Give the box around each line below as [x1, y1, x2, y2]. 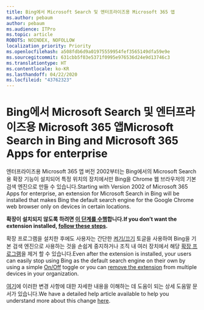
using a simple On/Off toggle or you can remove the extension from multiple [6, 264, 197, 271]
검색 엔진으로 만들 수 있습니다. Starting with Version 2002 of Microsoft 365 [6, 183, 188, 190]
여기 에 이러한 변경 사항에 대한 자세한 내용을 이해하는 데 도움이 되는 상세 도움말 [6, 283, 192, 290]
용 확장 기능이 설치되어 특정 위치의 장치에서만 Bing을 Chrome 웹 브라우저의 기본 [6, 175, 197, 183]
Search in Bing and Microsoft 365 [6, 134, 178, 148]
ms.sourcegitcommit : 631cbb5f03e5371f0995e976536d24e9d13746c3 [6, 54, 171, 60]
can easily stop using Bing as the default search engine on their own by [6, 257, 186, 264]
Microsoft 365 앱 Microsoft [38, 120, 174, 134]
